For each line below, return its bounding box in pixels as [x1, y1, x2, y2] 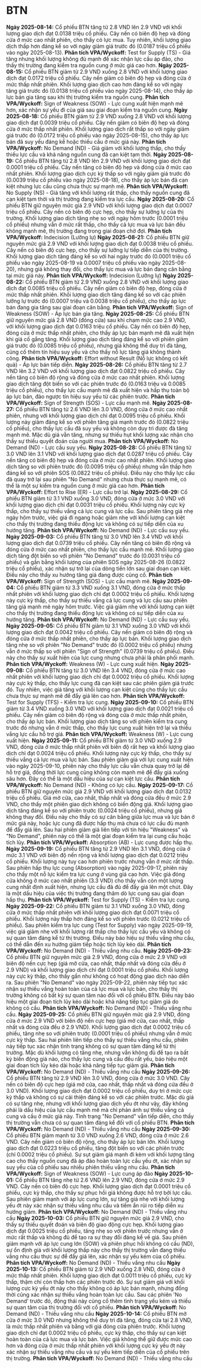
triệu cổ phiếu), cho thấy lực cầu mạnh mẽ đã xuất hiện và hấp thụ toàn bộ [6, 386, 190, 393]
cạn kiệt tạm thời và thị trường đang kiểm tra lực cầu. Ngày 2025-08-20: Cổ [6, 195, 194, 203]
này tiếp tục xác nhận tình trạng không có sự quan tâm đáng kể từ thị [6, 1042, 176, 1050]
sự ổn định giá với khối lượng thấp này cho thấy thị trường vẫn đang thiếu [6, 1246, 187, 1254]
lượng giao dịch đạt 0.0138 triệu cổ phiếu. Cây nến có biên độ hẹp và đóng [6, 29, 190, 37]
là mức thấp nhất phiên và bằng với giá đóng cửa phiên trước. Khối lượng [6, 1322, 185, 1330]
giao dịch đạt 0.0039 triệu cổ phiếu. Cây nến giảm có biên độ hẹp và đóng [6, 119, 190, 126]
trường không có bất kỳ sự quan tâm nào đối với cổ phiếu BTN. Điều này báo [6, 992, 194, 999]
